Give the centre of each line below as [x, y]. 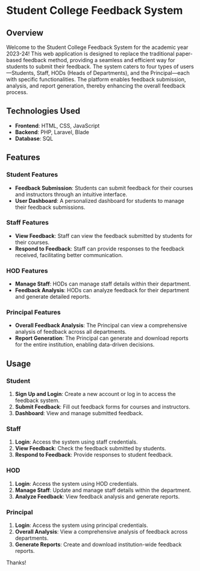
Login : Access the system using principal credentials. [82, 525]
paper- [184, 54]
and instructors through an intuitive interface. [71, 194]
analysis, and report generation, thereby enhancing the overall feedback [96, 86]
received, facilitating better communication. [69, 255]
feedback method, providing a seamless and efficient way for [99, 60]
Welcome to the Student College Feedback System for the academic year [97, 47]
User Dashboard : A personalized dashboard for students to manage [100, 200]
